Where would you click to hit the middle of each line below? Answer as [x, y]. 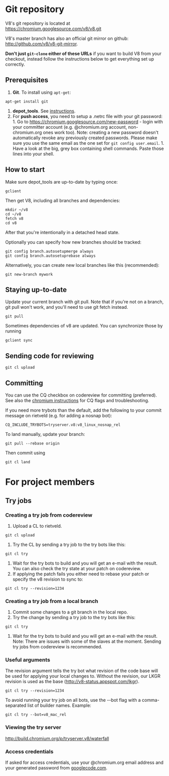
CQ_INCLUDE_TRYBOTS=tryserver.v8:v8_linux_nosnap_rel [63, 425]
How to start [25, 170]
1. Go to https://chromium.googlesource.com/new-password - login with [88, 122]
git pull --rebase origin [32, 444]
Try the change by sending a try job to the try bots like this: [74, 618]
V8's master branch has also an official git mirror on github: [67, 38]
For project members [50, 482]
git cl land [18, 462]
